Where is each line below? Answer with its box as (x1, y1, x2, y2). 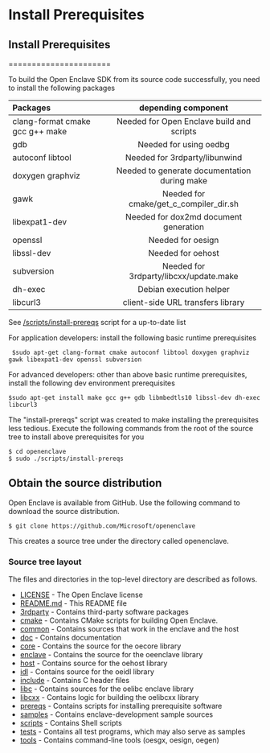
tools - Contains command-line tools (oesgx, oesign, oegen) (19, 735, 219, 745)
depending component (139, 102, 229, 113)
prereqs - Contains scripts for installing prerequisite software (19, 702, 223, 711)
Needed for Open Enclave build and (116, 116, 252, 126)
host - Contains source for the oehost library (19, 658, 168, 669)
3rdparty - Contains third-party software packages (19, 607, 189, 617)
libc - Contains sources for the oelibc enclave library (19, 684, 194, 693)
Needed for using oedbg (137, 139, 231, 150)
